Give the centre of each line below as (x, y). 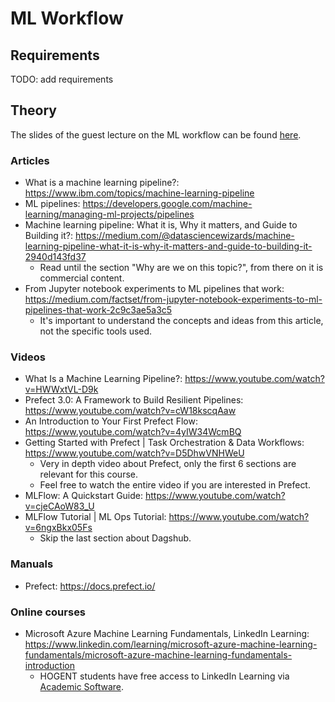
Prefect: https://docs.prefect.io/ (90, 586)
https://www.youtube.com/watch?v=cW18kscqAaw (130, 411)
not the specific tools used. (96, 331)
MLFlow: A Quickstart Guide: (84, 496)
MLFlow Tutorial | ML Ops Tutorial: (95, 517)
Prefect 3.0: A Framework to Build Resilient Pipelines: (134, 400)
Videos (28, 357)
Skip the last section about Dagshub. (115, 538)
